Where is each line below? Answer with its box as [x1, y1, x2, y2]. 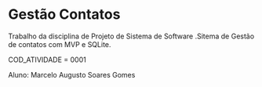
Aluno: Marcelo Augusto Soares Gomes [8, 70, 136, 79]
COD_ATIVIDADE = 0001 [8, 55, 86, 64]
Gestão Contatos [8, 5, 121, 24]
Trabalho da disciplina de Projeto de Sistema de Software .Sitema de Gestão [8, 31, 255, 41]
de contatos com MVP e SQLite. [8, 39, 111, 49]
